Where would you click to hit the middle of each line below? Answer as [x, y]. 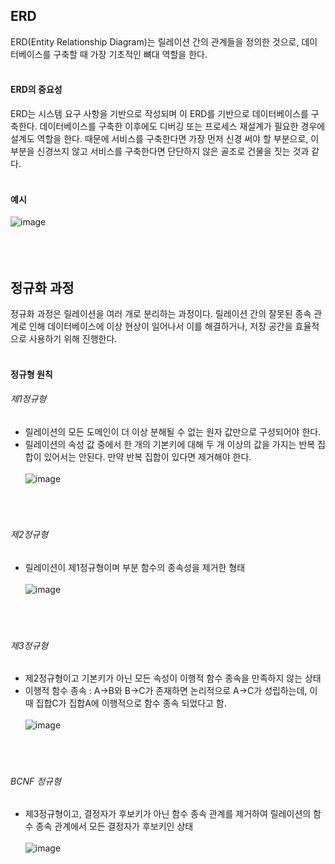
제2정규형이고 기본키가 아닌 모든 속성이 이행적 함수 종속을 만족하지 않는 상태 [173, 678]
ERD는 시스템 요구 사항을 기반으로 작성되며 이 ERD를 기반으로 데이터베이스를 [159, 114]
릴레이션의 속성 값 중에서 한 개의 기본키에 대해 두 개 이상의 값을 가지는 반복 [170, 444]
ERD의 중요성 [36, 90]
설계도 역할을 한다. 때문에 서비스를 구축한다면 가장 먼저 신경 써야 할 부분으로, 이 [165, 139]
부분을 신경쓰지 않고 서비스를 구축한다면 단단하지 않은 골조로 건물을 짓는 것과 [160, 151]
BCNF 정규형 [36, 781]
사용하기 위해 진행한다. [73, 339]
